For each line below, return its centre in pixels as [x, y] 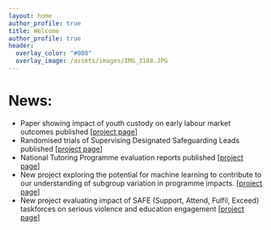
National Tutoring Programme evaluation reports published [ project [132, 157]
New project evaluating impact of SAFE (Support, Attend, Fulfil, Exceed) [140, 200]
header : [21, 46]
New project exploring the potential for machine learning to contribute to [141, 174]
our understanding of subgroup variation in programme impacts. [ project [141, 183]
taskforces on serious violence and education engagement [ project [132, 209]
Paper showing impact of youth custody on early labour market [125, 123]
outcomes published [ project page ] [79, 132]
